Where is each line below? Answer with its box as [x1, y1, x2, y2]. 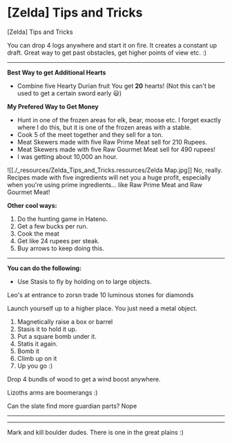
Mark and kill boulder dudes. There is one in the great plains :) [7, 428, 184, 436]
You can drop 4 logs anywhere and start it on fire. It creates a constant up [7, 41, 217, 49]
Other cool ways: [7, 201, 57, 209]
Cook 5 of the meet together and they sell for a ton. [17, 130, 164, 139]
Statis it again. [17, 339, 58, 348]
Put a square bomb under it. [17, 332, 97, 340]
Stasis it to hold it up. [17, 325, 77, 333]
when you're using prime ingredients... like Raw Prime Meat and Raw [7, 180, 202, 189]
